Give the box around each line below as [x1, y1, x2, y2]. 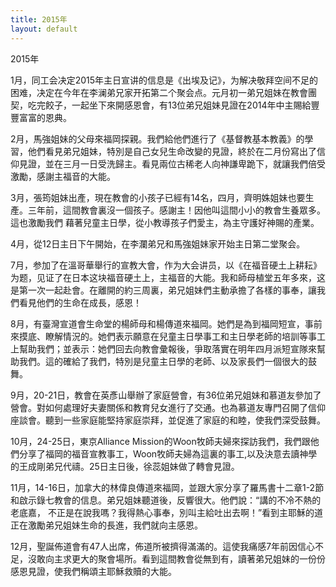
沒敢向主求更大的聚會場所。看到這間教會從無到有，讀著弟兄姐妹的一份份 [27, 552, 326, 565]
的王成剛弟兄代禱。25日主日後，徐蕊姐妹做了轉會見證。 [10, 460, 240, 472]
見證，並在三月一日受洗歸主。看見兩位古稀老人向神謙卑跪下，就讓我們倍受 [18, 157, 326, 170]
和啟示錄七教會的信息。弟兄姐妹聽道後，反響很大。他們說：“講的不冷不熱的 [10, 494, 322, 506]
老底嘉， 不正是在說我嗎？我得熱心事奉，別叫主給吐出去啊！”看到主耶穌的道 [10, 506, 324, 518]
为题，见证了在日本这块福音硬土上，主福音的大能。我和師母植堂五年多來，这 [10, 271, 326, 283]
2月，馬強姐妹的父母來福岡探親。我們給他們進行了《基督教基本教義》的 [10, 132, 305, 145]
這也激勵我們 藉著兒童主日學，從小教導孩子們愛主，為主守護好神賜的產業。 [10, 216, 320, 228]
